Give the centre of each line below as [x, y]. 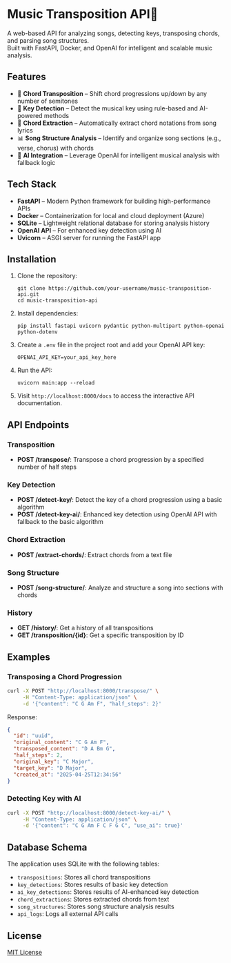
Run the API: [35, 370]
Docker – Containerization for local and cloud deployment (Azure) [111, 215]
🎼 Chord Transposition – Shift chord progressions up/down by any [112, 93]
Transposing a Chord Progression [64, 677]
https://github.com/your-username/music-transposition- [130, 289]
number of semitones [47, 101]
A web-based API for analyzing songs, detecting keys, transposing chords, [113, 33]
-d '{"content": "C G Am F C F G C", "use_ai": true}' [103, 826]
